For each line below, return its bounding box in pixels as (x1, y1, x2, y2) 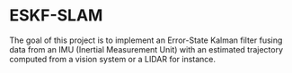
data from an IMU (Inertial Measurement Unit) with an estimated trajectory (9, 44, 284, 54)
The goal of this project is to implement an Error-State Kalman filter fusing (9, 35, 283, 45)
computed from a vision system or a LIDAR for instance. (9, 53, 217, 64)
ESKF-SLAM (9, 5, 103, 26)
